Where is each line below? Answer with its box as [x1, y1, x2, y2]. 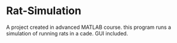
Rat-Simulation [6, 4, 82, 18]
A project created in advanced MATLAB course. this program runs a [6, 24, 172, 31]
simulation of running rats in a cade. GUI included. [6, 29, 128, 37]
